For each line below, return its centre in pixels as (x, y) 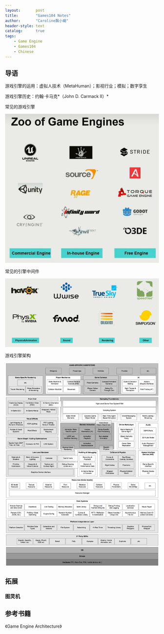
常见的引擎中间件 (22, 271)
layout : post (25, 10)
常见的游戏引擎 (20, 107)
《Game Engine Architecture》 (33, 626)
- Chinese (24, 51)
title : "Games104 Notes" (38, 15)
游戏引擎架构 (18, 355)
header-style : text (25, 26)
